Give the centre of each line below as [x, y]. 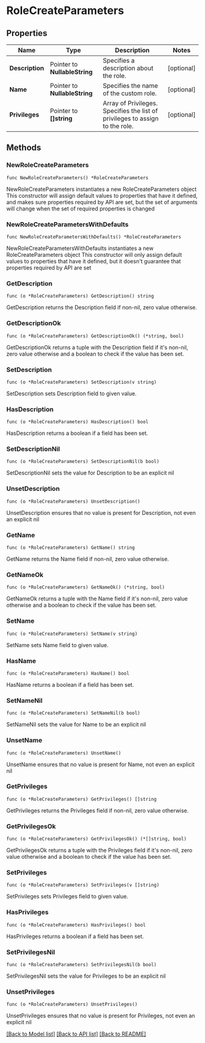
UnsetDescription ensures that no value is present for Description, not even [101, 512]
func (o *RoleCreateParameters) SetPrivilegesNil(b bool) [81, 965]
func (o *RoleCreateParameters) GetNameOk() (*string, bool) [86, 587]
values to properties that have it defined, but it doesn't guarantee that [94, 261]
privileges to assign [131, 118]
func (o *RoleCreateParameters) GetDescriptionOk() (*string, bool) [95, 336]
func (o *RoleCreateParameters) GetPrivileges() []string [81, 799]
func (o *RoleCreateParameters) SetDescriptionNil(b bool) [83, 462]
